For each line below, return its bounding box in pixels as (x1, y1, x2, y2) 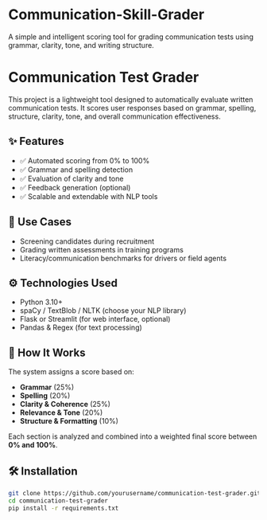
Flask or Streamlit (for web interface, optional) (19, 315, 171, 324)
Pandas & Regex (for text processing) (19, 323, 143, 332)
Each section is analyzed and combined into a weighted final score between (8, 432, 257, 441)
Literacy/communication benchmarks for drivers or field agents (19, 253, 227, 263)
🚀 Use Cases (8, 215, 72, 229)
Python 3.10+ (19, 297, 64, 307)
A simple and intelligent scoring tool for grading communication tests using (8, 32, 254, 41)
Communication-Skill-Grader (8, 6, 205, 24)
